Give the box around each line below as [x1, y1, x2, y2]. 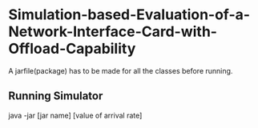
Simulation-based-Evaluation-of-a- [8, 6, 251, 24]
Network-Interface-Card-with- [8, 22, 218, 41]
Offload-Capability [8, 40, 136, 58]
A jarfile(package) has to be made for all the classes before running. [8, 66, 233, 75]
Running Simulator [8, 90, 103, 103]
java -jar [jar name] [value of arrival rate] [8, 110, 143, 120]
